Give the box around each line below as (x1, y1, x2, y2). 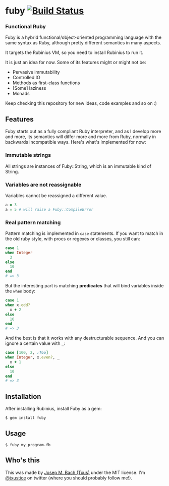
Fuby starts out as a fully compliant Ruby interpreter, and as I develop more (5, 129, 161, 135)
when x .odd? (5, 302, 30, 308)
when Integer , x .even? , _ (5, 355, 60, 360)
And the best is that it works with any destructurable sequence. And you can (5, 335, 164, 341)
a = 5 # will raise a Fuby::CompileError (5, 207, 94, 212)
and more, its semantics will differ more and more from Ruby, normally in (5, 134, 156, 140)
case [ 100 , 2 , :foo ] (5, 350, 49, 355)
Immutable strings (5, 152, 51, 159)
